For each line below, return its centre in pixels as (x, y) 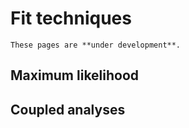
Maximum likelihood (75, 75)
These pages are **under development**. (96, 45)
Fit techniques (71, 18)
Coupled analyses (68, 109)
